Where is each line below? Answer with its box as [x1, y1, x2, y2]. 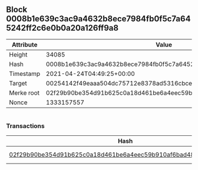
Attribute [11, 41, 38, 49]
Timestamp [9, 69, 41, 78]
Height [9, 50, 28, 58]
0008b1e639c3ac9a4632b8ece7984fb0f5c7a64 [6, 14, 191, 24]
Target [9, 79, 28, 87]
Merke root [9, 88, 40, 96]
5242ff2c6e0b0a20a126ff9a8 [6, 23, 119, 33]
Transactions [6, 122, 45, 130]
